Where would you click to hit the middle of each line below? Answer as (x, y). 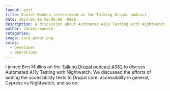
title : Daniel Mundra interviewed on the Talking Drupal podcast (76, 15)
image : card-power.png (29, 38)
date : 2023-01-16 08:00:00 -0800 (41, 19)
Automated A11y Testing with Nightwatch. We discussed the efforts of (78, 72)
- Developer (23, 48)
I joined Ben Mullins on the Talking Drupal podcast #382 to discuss (75, 67)
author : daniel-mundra (29, 29)
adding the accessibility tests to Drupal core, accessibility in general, (77, 77)
